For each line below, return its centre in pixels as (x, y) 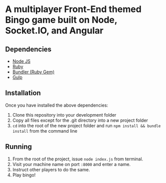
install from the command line (45, 131)
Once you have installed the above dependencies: (57, 105)
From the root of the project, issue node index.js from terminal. (78, 159)
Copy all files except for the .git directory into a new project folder (80, 120)
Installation (23, 93)
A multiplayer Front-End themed (73, 9)
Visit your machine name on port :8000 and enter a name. (71, 164)
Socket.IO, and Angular (54, 31)
